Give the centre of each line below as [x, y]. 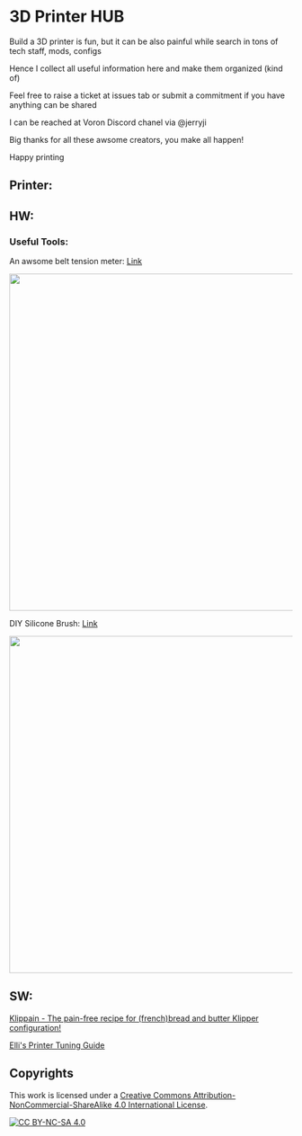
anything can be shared [53, 104]
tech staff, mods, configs [55, 50]
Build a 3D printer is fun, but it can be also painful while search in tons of [144, 41]
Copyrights [41, 1074]
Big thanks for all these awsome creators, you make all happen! [127, 139]
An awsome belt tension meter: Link [75, 262]
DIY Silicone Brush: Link [53, 624]
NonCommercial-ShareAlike [61, 1105]
